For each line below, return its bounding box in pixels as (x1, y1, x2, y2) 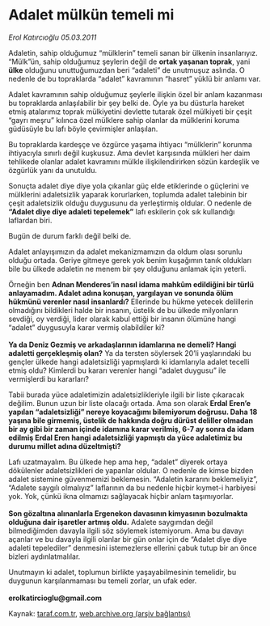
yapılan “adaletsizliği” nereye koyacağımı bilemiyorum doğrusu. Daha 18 (8, 407, 258, 417)
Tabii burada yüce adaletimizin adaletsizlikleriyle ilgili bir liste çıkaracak (8, 390, 245, 400)
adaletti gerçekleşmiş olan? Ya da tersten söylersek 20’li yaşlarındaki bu (8, 348, 251, 357)
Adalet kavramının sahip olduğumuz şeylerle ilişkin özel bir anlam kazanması (8, 89, 263, 99)
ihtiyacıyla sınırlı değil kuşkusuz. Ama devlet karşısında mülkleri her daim (8, 148, 251, 158)
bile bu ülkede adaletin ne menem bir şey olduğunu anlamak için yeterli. (8, 264, 247, 273)
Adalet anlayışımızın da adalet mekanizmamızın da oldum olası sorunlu (8, 247, 243, 256)
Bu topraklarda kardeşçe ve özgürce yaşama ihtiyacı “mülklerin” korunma (8, 139, 253, 149)
